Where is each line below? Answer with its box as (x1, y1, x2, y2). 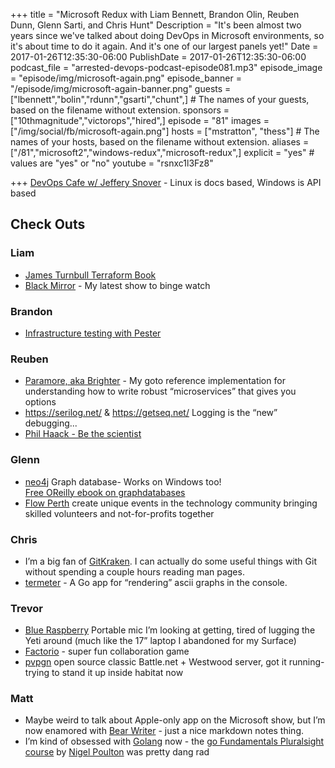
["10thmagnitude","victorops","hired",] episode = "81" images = (10, 115, 270, 126)
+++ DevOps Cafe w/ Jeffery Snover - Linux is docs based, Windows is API (10, 177, 322, 188)
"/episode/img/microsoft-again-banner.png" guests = (10, 83, 232, 94)
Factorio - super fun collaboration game (24, 645, 190, 658)
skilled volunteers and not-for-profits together (24, 507, 215, 519)
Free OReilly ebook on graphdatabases (24, 486, 186, 498)
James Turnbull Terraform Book (24, 269, 157, 281)
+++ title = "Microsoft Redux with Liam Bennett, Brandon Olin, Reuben (10, 9, 300, 20)
